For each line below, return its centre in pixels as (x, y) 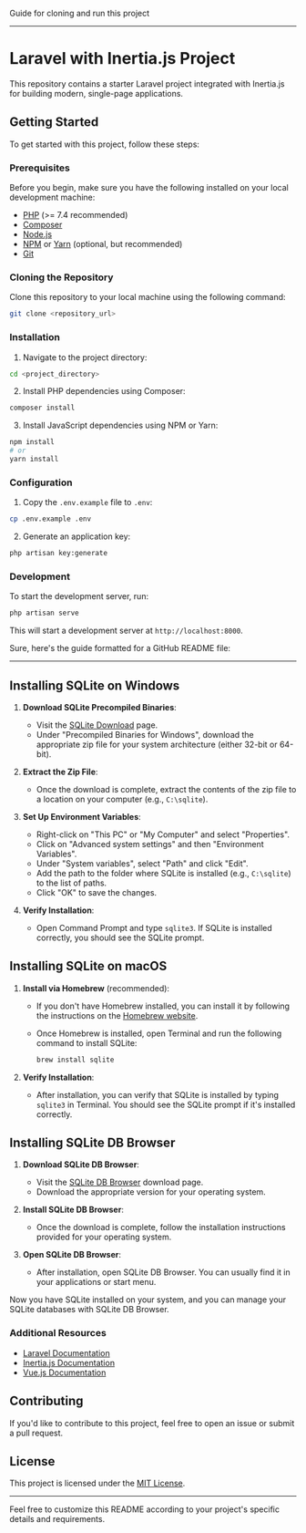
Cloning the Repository (61, 277)
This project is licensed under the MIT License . (97, 1483)
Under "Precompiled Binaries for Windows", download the (145, 734)
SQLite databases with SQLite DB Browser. (90, 1310)
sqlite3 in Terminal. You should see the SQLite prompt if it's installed (166, 1104)
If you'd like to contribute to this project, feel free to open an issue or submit (152, 1423)
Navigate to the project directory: (85, 357)
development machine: (52, 197)
